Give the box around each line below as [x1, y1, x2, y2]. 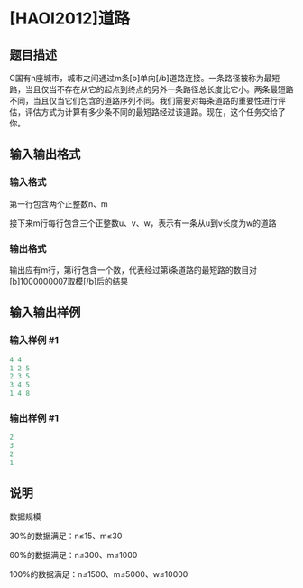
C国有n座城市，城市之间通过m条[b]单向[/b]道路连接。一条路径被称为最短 [9, 73, 280, 83]
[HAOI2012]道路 [9, 8, 131, 29]
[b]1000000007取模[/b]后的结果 [9, 275, 129, 286]
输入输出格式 [9, 146, 81, 163]
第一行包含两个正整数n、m [9, 198, 108, 209]
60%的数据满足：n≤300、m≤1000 [9, 549, 138, 560]
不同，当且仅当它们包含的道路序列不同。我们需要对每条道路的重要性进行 [9, 96, 278, 106]
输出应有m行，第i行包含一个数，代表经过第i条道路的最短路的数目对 [9, 264, 258, 275]
